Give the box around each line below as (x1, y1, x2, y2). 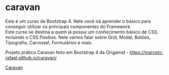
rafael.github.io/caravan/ (5, 54, 57, 60)
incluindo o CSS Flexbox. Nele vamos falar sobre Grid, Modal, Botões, (5, 34, 151, 40)
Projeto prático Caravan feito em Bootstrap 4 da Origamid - (5, 49, 129, 55)
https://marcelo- (129, 49, 163, 55)
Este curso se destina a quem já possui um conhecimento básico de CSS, (5, 29, 158, 35)
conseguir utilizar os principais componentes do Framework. (5, 23, 132, 29)
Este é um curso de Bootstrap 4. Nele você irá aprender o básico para (5, 18, 151, 24)
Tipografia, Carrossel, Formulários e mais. (5, 39, 93, 45)
